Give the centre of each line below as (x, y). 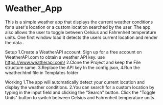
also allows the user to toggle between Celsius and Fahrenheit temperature (81, 32)
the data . (15, 42)
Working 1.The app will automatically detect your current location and (75, 82)
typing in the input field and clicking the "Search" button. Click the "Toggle (80, 92)
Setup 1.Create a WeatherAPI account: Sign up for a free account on (73, 52)
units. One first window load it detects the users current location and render (81, 37)
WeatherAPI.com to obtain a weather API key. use (55, 57)
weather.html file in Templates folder (42, 72)
